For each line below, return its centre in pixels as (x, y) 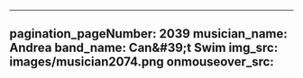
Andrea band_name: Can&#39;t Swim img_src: (144, 48)
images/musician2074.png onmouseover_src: (142, 62)
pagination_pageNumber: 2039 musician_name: (149, 34)
